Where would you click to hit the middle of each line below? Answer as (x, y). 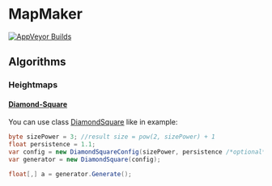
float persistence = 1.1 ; (52, 145)
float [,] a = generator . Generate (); (70, 174)
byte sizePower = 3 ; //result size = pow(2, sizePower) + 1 (112, 137)
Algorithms (37, 62)
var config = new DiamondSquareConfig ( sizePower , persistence (115, 152)
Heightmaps (33, 85)
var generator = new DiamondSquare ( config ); (85, 160)
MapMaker (46, 14)
